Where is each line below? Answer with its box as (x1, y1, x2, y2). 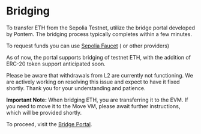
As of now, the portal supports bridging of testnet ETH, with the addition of (6, 53, 191, 61)
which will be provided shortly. (6, 109, 82, 116)
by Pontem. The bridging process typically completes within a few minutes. (6, 30, 192, 37)
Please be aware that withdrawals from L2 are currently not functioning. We (6, 72, 193, 79)
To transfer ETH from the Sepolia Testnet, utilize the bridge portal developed (6, 24, 195, 31)
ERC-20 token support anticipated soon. (6, 60, 106, 67)
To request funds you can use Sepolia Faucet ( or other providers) (6, 42, 170, 49)
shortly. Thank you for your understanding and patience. (6, 84, 146, 91)
